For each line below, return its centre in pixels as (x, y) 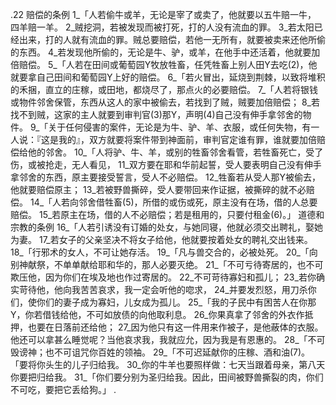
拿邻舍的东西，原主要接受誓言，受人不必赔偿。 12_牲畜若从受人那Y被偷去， (166, 177)
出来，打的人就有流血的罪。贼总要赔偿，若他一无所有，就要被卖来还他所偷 (172, 39)
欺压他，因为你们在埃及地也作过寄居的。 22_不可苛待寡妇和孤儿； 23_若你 (163, 277)
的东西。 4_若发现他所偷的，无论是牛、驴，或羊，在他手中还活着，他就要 (161, 52)
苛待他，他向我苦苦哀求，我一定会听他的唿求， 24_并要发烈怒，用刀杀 (163, 289)
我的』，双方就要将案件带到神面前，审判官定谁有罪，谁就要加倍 (187, 139)
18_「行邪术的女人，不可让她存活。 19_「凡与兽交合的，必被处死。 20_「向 (164, 252)
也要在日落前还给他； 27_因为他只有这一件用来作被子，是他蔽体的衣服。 (175, 327)
